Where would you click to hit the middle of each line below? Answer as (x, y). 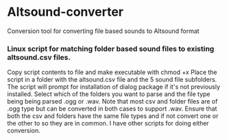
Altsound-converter (65, 12)
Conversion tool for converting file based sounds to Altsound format (104, 31)
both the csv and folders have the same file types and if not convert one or (113, 116)
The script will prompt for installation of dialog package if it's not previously (114, 87)
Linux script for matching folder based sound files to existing (111, 49)
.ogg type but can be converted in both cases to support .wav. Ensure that (112, 109)
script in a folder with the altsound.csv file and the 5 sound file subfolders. (112, 80)
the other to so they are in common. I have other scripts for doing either (108, 124)
